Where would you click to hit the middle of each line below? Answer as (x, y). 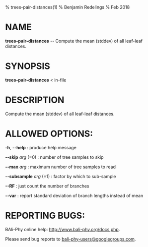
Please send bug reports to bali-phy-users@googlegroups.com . (71, 239)
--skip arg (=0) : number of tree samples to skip (54, 157)
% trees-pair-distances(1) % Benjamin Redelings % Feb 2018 (68, 7)
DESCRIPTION (35, 100)
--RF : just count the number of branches (47, 186)
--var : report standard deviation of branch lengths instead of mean (74, 195)
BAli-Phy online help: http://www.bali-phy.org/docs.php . (63, 229)
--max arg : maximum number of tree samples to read (60, 167)
